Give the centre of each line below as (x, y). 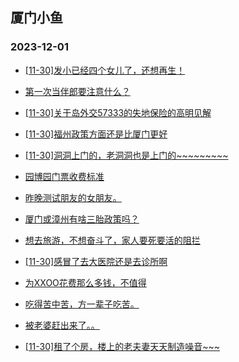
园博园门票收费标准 (64, 176)
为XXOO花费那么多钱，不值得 (85, 282)
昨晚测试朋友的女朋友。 (73, 197)
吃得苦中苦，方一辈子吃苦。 (82, 304)
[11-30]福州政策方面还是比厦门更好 (96, 134)
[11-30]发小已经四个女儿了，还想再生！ (105, 70)
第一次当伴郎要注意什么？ (77, 91)
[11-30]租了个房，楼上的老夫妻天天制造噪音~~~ (122, 346)
